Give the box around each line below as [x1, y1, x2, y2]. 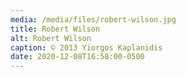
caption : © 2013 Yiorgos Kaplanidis [10, 42, 163, 53]
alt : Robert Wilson [10, 33, 92, 43]
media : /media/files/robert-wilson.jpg [10, 14, 177, 25]
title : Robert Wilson [10, 24, 101, 34]
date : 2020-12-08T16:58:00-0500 [10, 52, 145, 62]
